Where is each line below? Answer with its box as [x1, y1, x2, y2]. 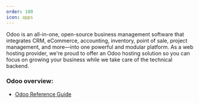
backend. [6, 62, 29, 69]
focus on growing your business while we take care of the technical [6, 56, 173, 63]
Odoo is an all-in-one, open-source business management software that [6, 30, 184, 38]
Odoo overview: [6, 77, 54, 85]
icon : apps [6, 14, 33, 20]
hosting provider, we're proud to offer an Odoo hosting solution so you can [6, 49, 190, 57]
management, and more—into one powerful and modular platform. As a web [6, 43, 194, 51]
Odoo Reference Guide [14, 90, 72, 98]
